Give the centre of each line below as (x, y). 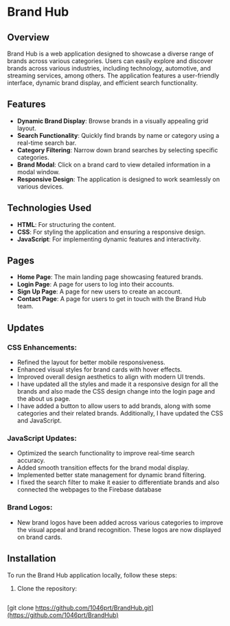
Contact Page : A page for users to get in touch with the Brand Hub (112, 299)
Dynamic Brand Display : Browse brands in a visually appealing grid (113, 121)
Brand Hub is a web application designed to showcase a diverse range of (111, 53)
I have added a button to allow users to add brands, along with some (114, 406)
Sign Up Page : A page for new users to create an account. (100, 291)
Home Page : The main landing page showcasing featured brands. (110, 277)
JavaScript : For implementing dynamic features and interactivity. (109, 239)
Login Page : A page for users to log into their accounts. (95, 285)
